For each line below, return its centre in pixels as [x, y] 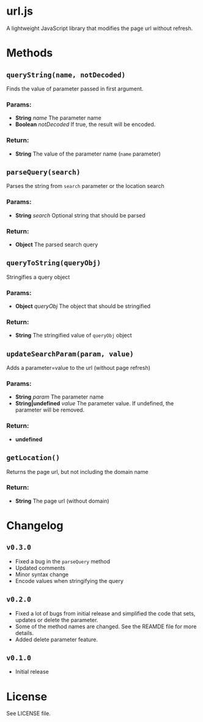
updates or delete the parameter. [57, 620]
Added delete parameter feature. [57, 639]
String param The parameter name [59, 397]
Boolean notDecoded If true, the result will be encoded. [85, 124]
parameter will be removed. [50, 410]
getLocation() [33, 458]
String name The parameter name [58, 118]
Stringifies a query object [38, 277]
